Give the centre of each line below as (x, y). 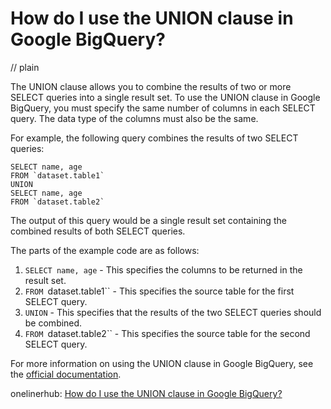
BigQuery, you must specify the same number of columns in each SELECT (163, 108)
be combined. (53, 323)
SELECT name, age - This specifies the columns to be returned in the (163, 269)
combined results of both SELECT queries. (98, 231)
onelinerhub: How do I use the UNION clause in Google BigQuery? (146, 393)
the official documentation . (66, 374)
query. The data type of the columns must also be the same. (134, 118)
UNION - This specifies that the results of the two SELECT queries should (173, 312)
